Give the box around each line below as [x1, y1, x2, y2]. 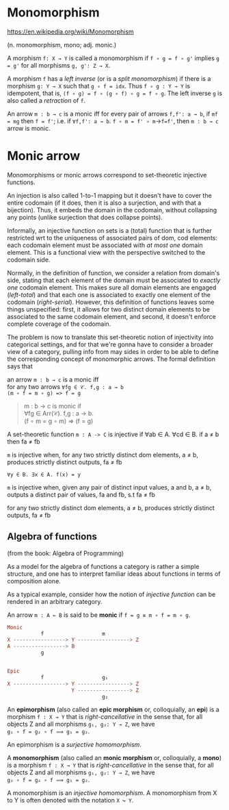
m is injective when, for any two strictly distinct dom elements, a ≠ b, [7, 451, 198, 459]
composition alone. [7, 577, 62, 585]
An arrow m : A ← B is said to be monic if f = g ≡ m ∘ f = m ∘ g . [7, 611, 191, 619]
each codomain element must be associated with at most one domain [7, 241, 203, 249]
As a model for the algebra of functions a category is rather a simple [7, 562, 200, 570]
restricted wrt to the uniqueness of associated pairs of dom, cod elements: [7, 233, 217, 242]
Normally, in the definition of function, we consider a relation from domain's [7, 268, 220, 277]
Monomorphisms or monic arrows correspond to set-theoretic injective [7, 170, 207, 179]
